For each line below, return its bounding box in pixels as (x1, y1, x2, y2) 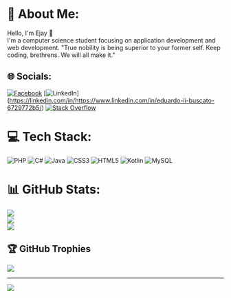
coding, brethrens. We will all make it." (7, 51, 115, 59)
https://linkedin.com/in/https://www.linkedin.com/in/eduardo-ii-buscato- (9, 96, 215, 104)
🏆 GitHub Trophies (7, 243, 91, 255)
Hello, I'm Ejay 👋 (7, 29, 54, 37)
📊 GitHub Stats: (7, 181, 101, 197)
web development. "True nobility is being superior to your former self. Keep (7, 43, 221, 51)
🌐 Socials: (7, 71, 52, 82)
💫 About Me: (7, 6, 80, 22)
